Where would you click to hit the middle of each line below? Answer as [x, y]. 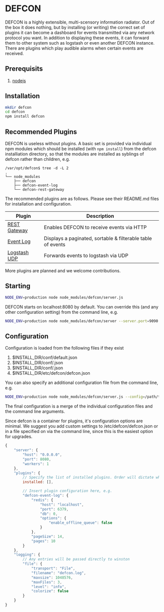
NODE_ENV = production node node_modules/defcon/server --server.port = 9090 [82, 321]
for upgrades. [19, 436]
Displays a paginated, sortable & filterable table [98, 238]
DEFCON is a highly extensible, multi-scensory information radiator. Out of [80, 22]
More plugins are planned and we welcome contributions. [63, 271]
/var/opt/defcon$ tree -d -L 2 [37, 168]
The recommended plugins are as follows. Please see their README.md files [82, 199]
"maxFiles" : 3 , [47, 582]
